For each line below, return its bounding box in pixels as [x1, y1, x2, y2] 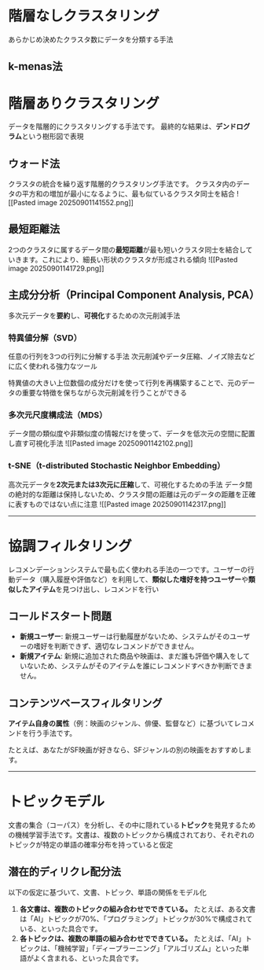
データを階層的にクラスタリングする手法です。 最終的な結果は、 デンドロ [8, 122, 244, 131]
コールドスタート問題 [8, 609, 112, 623]
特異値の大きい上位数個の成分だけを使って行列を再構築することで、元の [8, 378, 242, 388]
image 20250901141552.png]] [37, 198, 134, 208]
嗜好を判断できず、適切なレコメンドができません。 [33, 641, 199, 651]
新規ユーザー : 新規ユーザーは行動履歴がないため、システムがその [19, 632, 230, 641]
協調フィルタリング [8, 537, 132, 555]
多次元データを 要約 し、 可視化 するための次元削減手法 [8, 310, 181, 320]
